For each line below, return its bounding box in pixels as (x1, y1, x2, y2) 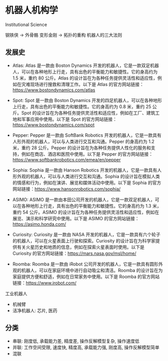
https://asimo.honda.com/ (12, 221, 66, 227)
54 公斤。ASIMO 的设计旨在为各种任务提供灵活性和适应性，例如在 (22, 209, 159, 215)
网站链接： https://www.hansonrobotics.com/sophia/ (12, 186, 121, 192)
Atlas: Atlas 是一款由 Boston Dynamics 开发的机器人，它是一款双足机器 (12, 62, 159, 68)
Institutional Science (5, 21, 48, 28)
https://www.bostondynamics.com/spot (12, 122, 95, 128)
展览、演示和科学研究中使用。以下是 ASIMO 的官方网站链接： (12, 215, 139, 221)
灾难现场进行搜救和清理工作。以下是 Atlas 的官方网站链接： (21, 81, 144, 87)
